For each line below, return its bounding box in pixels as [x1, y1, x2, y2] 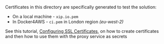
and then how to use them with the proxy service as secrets [5, 34, 127, 39]
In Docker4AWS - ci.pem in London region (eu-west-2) [12, 19, 124, 24]
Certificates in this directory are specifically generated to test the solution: [5, 4, 157, 10]
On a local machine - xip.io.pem [12, 14, 78, 19]
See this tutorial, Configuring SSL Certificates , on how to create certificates [5, 28, 159, 34]
